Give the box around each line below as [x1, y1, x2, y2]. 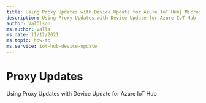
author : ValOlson [6, 20, 51, 26]
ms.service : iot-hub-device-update [6, 44, 97, 50]
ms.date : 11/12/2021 [6, 32, 59, 38]
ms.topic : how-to [6, 37, 51, 44]
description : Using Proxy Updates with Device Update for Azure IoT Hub [6, 15, 196, 21]
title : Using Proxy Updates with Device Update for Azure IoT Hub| [6, 9, 183, 15]
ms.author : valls [6, 26, 51, 32]
